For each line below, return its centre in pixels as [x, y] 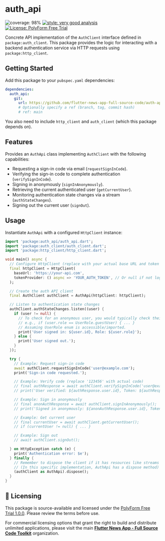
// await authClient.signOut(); [47, 440]
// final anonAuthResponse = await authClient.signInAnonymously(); [85, 404]
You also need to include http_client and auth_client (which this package [81, 122]
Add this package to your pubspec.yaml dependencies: [60, 80]
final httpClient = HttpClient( [43, 269]
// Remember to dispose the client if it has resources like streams [87, 462]
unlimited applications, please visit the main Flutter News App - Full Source [82, 528]
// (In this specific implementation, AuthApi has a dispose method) [87, 467]
